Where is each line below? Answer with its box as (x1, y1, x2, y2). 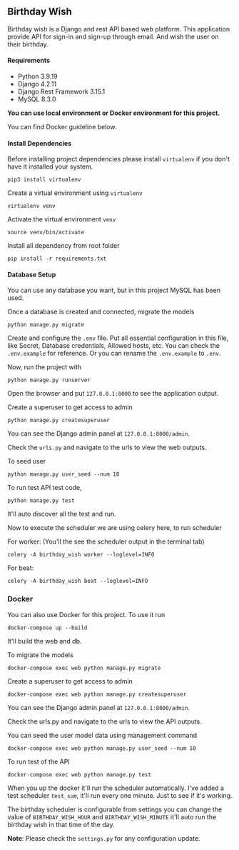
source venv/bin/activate (7, 229, 84, 236)
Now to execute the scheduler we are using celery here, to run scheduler (7, 524, 223, 532)
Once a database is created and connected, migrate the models (7, 307, 195, 316)
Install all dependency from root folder (7, 241, 120, 250)
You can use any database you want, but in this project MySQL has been (7, 286, 221, 295)
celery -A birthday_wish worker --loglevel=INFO (7, 551, 155, 559)
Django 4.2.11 (17, 80, 57, 89)
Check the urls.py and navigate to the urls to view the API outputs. (7, 717, 202, 726)
